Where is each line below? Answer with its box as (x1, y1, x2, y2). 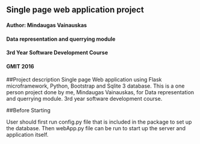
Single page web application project (6, 5, 145, 15)
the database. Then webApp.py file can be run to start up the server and (6, 125, 186, 132)
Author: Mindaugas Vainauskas (6, 21, 87, 29)
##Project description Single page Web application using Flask (6, 76, 162, 83)
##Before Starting (6, 107, 51, 114)
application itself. (6, 131, 49, 139)
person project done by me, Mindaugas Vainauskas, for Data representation (6, 89, 195, 96)
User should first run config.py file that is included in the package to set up (6, 118, 192, 125)
